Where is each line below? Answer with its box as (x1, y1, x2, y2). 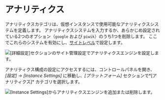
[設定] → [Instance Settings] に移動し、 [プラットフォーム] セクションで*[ (5, 73, 153, 78)
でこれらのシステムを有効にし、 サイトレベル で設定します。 (5, 39, 125, 45)
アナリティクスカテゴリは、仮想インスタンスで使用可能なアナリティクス (5, 21, 151, 27)
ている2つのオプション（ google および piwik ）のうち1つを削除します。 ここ (5, 33, 158, 39)
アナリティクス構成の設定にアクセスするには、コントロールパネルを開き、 (5, 66, 155, 72)
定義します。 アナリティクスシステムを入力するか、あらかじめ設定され (18, 27, 160, 33)
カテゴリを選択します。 (35, 78, 82, 84)
